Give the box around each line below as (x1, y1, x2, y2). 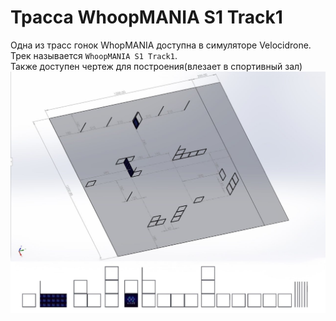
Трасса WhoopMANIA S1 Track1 (10, 6, 283, 29)
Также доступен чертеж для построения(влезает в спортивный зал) (10, 60, 303, 72)
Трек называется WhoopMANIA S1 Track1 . (10, 49, 178, 61)
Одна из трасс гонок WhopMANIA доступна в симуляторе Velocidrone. (10, 39, 312, 51)
